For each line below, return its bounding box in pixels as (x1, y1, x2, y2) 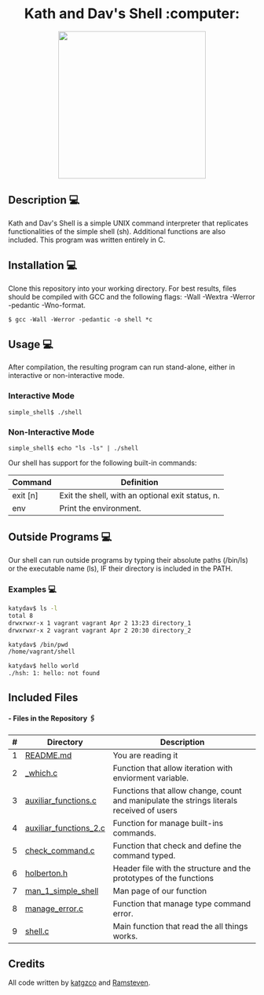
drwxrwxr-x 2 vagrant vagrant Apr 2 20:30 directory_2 (8, 626, 192, 634)
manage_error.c (24, 903, 84, 914)
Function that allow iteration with (112, 762, 233, 773)
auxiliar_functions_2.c (24, 822, 106, 833)
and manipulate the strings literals (112, 795, 238, 806)
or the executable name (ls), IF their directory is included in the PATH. (8, 564, 233, 573)
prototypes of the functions (112, 872, 214, 883)
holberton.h (24, 868, 68, 879)
